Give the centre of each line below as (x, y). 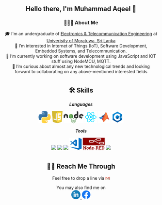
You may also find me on (81, 188)
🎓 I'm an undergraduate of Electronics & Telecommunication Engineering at (81, 33)
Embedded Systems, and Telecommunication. (81, 51)
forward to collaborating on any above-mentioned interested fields (81, 71)
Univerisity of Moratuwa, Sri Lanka (81, 40)
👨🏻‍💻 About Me (81, 23)
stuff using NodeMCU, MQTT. (81, 61)
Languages (81, 104)
